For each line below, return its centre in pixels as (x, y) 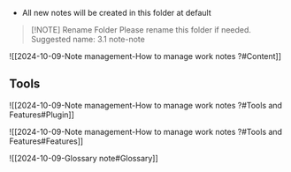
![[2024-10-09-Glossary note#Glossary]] (84, 158)
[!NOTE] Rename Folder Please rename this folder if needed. (141, 30)
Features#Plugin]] (42, 115)
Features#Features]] (46, 141)
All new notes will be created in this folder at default (116, 13)
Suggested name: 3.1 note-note (88, 39)
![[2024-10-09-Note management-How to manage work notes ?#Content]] (145, 56)
